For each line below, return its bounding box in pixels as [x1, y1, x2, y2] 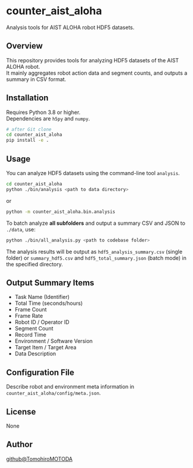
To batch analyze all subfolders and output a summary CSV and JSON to [6, 219, 186, 227]
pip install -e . [6, 138, 49, 144]
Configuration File [6, 367, 75, 377]
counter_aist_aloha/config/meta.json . [6, 390, 101, 397]
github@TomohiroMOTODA [6, 455, 73, 462]
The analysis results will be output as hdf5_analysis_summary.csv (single [6, 248, 183, 255]
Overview [6, 41, 43, 51]
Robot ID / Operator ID [14, 319, 69, 326]
